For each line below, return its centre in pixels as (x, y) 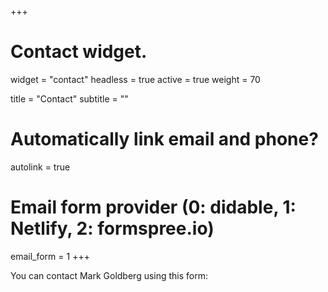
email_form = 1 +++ (50, 256)
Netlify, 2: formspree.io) (112, 228)
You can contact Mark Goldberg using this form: (109, 275)
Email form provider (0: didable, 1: (153, 207)
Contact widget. (79, 52)
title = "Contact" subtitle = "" (69, 98)
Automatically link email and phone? (164, 139)
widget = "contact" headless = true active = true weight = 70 (135, 79)
